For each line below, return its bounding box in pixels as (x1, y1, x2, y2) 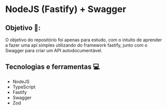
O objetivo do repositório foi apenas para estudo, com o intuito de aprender (5, 37, 162, 43)
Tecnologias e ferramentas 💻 (5, 63, 100, 71)
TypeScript (12, 84, 36, 90)
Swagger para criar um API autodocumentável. (5, 48, 102, 53)
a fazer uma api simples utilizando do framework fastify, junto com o (5, 42, 148, 48)
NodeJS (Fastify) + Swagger (5, 4, 127, 15)
